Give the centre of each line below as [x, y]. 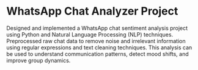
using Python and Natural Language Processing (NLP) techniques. [90, 34]
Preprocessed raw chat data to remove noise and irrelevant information [96, 41]
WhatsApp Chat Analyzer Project [92, 11]
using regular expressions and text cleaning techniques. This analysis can [99, 47]
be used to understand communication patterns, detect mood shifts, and [98, 54]
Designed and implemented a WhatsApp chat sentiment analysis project [97, 28]
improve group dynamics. [38, 60]
